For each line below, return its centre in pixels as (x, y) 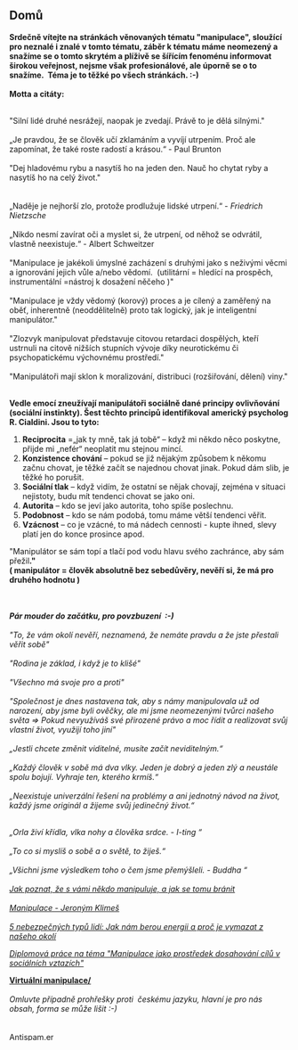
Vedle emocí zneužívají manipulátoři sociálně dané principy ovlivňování (145, 403)
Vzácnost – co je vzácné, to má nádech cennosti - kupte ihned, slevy (149, 524)
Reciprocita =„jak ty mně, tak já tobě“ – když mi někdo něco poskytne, (151, 439)
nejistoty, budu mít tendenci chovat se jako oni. (109, 496)
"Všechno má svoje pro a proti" (67, 682)
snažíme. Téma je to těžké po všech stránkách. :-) (104, 75)
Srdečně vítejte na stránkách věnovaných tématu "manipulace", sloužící (146, 37)
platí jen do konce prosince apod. (83, 534)
